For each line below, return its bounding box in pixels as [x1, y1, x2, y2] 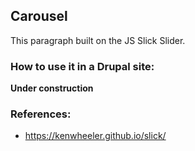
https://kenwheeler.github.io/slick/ [24, 130, 167, 142]
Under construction [10, 82, 94, 94]
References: [10, 107, 72, 121]
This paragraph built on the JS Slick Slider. [10, 34, 186, 46]
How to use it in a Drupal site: [10, 59, 155, 73]
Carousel [10, 8, 68, 25]
